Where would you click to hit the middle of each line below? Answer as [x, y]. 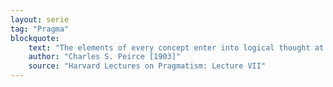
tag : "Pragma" [40, 29]
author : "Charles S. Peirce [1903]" [105, 57]
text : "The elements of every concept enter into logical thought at [176, 47]
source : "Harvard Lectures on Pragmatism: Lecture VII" [147, 66]
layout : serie [40, 19]
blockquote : [35, 38]
